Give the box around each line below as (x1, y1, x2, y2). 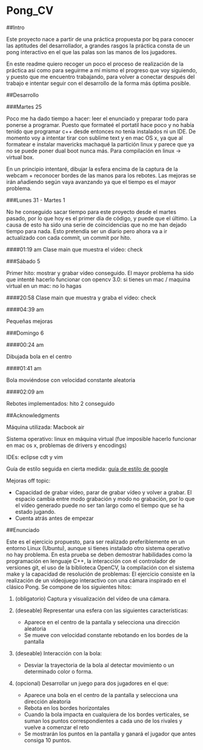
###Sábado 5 (6, 257, 41, 265)
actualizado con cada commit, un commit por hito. (6, 234, 131, 241)
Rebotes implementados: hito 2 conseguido (6, 400, 115, 407)
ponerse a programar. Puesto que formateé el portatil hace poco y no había (6, 121, 195, 128)
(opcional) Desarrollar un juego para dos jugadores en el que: (15, 680, 169, 687)
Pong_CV (6, 4, 54, 18)
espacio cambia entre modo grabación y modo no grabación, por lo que (15, 495, 195, 502)
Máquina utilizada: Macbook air (6, 423, 85, 431)
